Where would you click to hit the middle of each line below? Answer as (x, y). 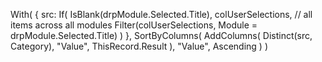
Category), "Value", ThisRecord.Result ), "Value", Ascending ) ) (139, 46)
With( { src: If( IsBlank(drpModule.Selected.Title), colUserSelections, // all (161, 14)
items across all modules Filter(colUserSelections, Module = (134, 25)
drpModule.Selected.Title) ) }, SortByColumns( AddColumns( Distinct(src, (161, 35)
